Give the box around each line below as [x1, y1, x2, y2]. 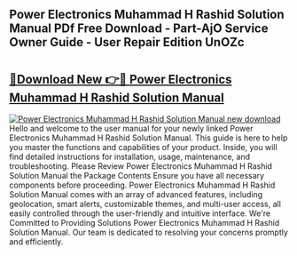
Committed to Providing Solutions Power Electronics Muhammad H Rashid [9, 218, 280, 228]
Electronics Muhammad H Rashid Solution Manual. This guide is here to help [9, 132, 288, 143]
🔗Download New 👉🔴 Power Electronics [9, 71, 232, 87]
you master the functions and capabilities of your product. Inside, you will [9, 142, 277, 152]
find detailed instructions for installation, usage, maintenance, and [9, 151, 251, 162]
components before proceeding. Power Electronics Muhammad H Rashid [9, 180, 276, 190]
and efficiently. [9, 236, 64, 247]
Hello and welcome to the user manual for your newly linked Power [9, 124, 254, 133]
